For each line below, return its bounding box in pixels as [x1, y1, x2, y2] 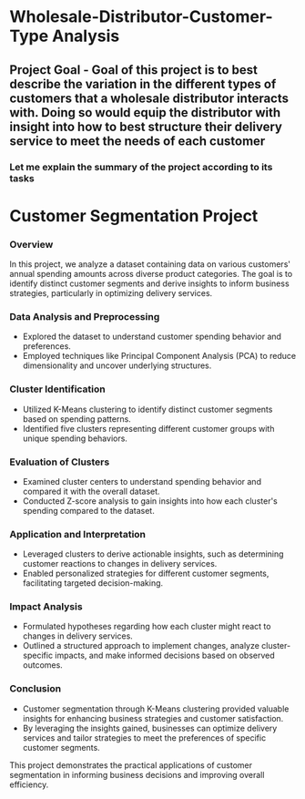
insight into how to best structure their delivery [9, 118, 282, 134]
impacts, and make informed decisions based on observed [54, 650, 275, 661]
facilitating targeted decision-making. [22, 578, 164, 589]
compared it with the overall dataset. [22, 486, 161, 497]
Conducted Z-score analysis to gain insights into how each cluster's [22, 495, 278, 507]
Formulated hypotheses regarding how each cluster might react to [22, 621, 271, 632]
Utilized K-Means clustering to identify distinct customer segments [22, 404, 273, 415]
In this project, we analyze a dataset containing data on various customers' [9, 258, 291, 270]
